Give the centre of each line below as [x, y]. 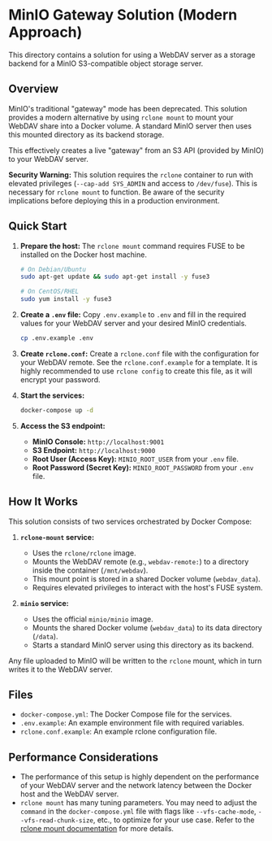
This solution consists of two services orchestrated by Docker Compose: [130, 521]
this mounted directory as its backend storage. [86, 134]
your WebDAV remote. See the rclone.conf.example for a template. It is [139, 362]
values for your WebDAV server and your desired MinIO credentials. [134, 324]
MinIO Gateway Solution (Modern [123, 15]
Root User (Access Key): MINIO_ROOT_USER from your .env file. [136, 459]
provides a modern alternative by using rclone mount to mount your [121, 117]
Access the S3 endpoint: [63, 425]
